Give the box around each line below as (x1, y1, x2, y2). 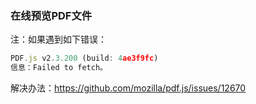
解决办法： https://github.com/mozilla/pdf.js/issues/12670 (10, 82, 247, 94)
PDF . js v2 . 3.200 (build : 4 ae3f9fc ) (10, 53, 159, 64)
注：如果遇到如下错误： (10, 33, 107, 46)
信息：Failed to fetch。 (10, 63, 108, 73)
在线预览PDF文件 (10, 8, 93, 22)
